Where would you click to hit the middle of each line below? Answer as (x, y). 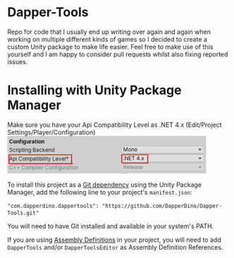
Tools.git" (23, 213)
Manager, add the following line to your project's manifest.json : (100, 192)
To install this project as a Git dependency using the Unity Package (105, 185)
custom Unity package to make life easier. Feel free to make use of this (110, 47)
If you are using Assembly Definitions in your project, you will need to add (114, 240)
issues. (18, 61)
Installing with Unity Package (94, 91)
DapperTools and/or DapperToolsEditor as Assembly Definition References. (115, 247)
